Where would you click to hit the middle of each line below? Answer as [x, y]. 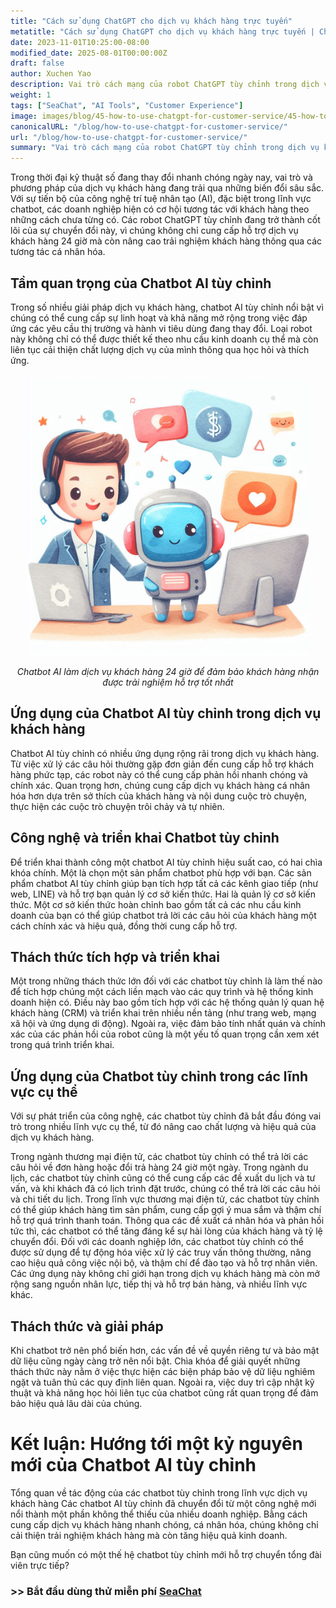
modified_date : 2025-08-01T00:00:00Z [89, 53]
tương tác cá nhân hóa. [58, 252]
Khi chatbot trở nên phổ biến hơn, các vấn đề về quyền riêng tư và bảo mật [165, 1350]
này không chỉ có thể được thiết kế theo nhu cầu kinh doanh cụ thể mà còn [164, 339]
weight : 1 [31, 95]
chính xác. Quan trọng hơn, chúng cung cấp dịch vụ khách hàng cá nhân [160, 785]
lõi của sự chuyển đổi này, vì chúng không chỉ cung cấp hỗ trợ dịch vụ [154, 231]
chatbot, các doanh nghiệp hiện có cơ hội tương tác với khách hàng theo [160, 209]
